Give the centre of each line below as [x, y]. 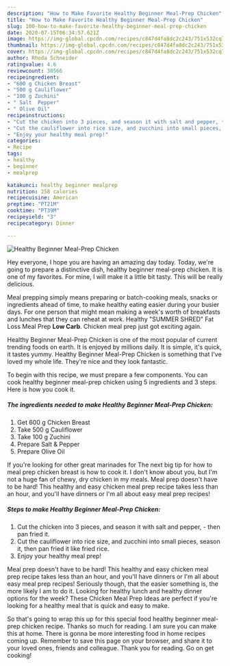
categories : [24, 141]
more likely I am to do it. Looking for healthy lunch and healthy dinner [105, 591]
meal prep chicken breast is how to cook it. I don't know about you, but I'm [112, 472]
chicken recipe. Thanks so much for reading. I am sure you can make [119, 626]
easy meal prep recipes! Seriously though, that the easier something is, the [113, 584]
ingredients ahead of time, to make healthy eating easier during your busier [113, 304]
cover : [16, 52]
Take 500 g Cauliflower [50, 430]
